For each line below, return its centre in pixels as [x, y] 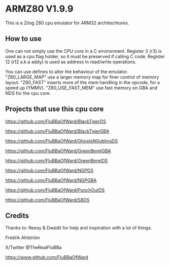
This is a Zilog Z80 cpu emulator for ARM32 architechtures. [67, 23]
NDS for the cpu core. [28, 93]
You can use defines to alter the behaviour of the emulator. [67, 71]
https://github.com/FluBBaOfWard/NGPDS [49, 170]
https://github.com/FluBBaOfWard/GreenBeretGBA [58, 150]
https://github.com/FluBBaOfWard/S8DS [47, 200]
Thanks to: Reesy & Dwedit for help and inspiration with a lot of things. [79, 228]
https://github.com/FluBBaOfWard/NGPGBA [51, 180]
